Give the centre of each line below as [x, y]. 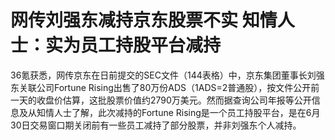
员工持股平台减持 [151, 45]
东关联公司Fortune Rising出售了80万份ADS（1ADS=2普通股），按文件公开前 [165, 87]
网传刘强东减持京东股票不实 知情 [144, 20]
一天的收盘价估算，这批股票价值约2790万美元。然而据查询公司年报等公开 [161, 100]
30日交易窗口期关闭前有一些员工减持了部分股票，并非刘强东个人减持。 [156, 125]
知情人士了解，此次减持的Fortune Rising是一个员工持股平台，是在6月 [178, 112]
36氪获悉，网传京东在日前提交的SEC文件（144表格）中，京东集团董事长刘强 [167, 75]
